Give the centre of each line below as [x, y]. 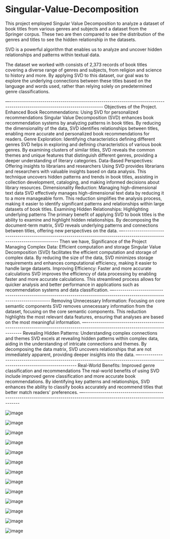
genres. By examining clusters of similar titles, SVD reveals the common [80, 150]
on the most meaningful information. [43, 322]
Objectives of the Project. [131, 106]
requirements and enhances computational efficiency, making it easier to [81, 263]
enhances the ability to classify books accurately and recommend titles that [84, 387]
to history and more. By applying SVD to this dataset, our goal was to [77, 75]
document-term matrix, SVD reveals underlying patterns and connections [82, 225]
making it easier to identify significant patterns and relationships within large [85, 203]
